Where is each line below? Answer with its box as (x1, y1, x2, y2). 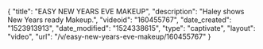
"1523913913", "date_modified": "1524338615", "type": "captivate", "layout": (7, 24, 256, 32)
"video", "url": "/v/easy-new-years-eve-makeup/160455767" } (7, 32, 211, 41)
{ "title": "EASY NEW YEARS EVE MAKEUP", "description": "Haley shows (7, 7, 245, 16)
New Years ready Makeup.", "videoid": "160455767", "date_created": (7, 15, 232, 24)
